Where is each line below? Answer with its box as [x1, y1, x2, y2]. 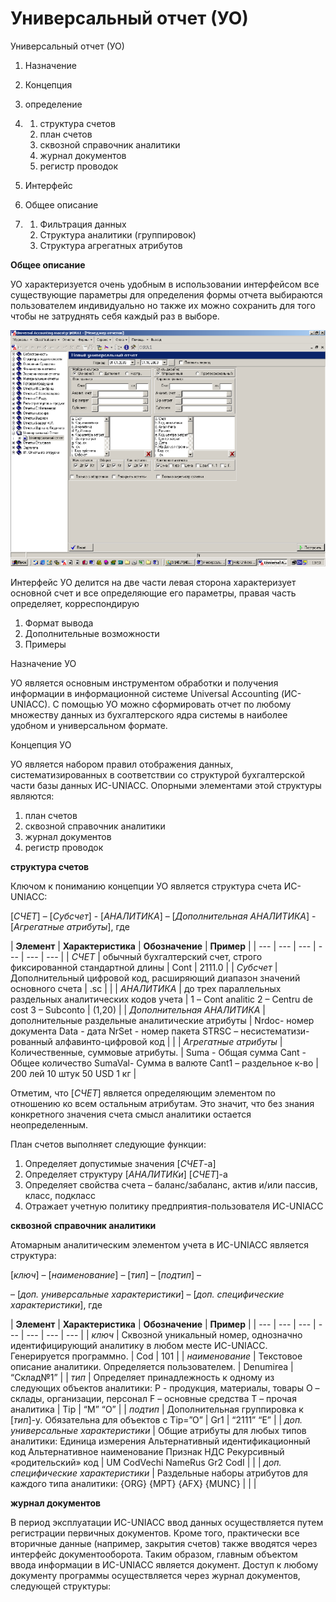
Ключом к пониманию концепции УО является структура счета [10, 880, 282, 892]
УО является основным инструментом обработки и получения [10, 677, 279, 689]
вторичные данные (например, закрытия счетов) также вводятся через [10, 1537, 318, 1549]
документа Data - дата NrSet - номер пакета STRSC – [10, 1025, 239, 1037]
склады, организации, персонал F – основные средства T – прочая [10, 1392, 297, 1404]
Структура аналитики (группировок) [39, 228, 197, 241]
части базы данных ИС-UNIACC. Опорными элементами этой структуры [10, 779, 322, 791]
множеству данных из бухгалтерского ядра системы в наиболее [10, 708, 288, 721]
